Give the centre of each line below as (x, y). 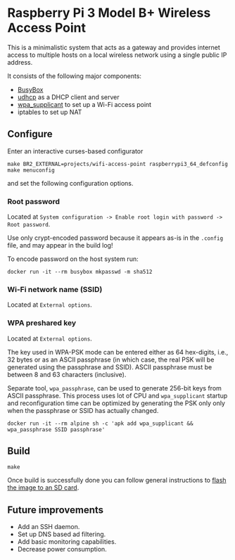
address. (20, 62)
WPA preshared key (42, 323)
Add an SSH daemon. (49, 527)
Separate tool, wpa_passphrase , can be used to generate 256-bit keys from (114, 388)
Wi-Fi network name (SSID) (55, 289)
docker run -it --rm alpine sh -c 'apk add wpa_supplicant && (100, 424)
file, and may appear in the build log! (60, 246)
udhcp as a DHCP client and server (68, 97)
